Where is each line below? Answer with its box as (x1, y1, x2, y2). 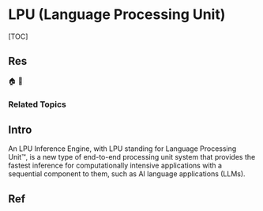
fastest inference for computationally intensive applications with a (8, 160, 223, 171)
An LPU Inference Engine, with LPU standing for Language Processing (8, 144, 237, 153)
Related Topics (8, 99, 67, 110)
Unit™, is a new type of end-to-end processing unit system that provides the (8, 153, 256, 162)
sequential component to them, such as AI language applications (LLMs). (8, 169, 246, 179)
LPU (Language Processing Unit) (8, 6, 226, 24)
